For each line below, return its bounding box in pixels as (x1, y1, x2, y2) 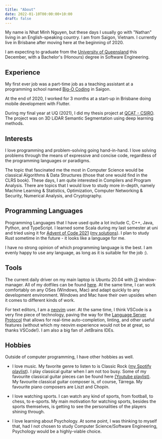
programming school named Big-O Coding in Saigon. (5, 86, 111, 92)
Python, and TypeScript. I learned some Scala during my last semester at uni (5, 225, 158, 231)
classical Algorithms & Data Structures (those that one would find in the (5, 172, 148, 178)
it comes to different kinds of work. (5, 297, 75, 303)
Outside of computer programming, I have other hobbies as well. (5, 354, 134, 360)
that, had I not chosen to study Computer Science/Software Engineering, (12, 423, 158, 429)
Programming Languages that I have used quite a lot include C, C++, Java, (5, 219, 154, 225)
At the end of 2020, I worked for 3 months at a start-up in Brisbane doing (5, 95, 151, 102)
